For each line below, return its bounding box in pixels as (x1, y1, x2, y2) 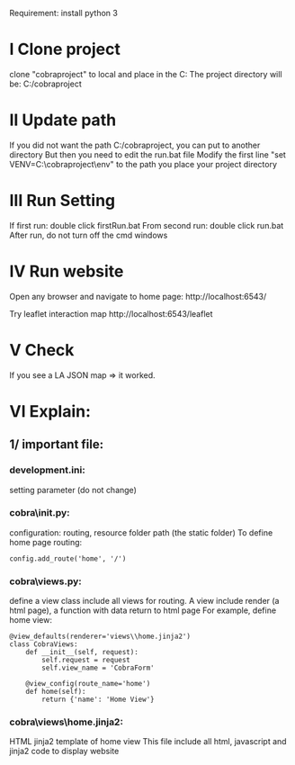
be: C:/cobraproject (9, 78, 83, 89)
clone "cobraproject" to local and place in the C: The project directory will (9, 68, 282, 79)
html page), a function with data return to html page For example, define (9, 605, 277, 616)
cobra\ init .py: (9, 507, 70, 519)
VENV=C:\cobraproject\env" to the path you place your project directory (9, 158, 277, 169)
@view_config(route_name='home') (25, 679, 151, 688)
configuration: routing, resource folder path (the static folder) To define (9, 526, 273, 538)
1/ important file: (9, 436, 104, 453)
